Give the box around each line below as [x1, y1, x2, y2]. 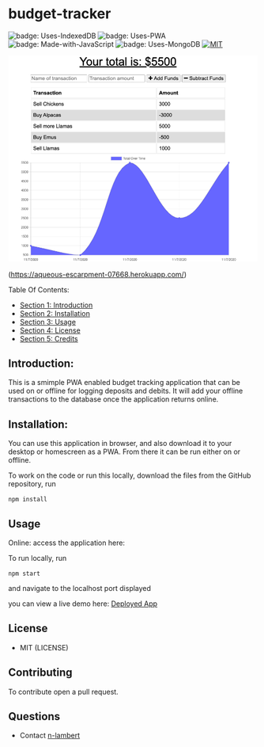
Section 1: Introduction [19, 300, 93, 310]
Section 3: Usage [19, 317, 77, 326]
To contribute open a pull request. [8, 687, 119, 696]
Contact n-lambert [19, 730, 81, 741]
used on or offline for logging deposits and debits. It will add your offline [8, 386, 243, 396]
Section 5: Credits [19, 333, 79, 343]
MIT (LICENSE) [19, 642, 69, 652]
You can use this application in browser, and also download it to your [8, 439, 232, 448]
